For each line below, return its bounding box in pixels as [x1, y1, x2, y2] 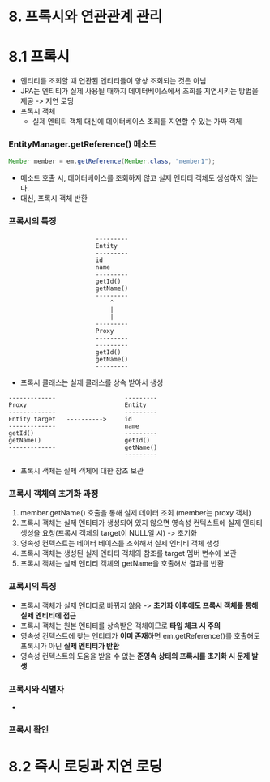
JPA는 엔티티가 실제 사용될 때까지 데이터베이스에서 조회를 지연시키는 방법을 [19, 86, 259, 96]
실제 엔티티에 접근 [19, 611, 77, 621]
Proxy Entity [8, 400, 148, 409]
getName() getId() [8, 436, 151, 444]
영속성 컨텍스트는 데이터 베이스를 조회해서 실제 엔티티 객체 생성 [19, 538, 220, 548]
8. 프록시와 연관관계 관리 [8, 7, 163, 26]
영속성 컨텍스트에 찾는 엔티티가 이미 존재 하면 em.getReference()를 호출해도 [19, 631, 261, 641]
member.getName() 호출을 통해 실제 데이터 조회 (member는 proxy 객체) [19, 507, 251, 517]
